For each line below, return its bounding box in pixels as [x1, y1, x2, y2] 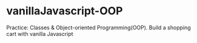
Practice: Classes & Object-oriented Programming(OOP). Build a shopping [6, 24, 191, 31]
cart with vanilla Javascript [6, 30, 74, 37]
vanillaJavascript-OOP [6, 4, 123, 18]
